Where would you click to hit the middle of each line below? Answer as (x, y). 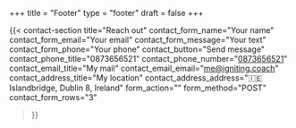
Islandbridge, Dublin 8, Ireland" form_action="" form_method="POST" (138, 88)
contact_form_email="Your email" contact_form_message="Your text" (138, 40)
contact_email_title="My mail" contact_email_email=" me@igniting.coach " (144, 68)
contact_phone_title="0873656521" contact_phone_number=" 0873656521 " (148, 59)
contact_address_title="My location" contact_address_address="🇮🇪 (135, 78)
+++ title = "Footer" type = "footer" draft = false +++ (106, 13)
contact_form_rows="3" (53, 97)
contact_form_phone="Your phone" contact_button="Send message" (137, 49)
